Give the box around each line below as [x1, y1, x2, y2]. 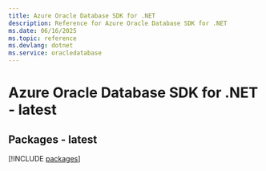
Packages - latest [8, 132, 98, 146]
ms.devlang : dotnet [8, 42, 74, 50]
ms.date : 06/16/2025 [8, 26, 78, 35]
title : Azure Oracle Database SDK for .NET [8, 11, 156, 20]
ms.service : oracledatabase [8, 49, 103, 57]
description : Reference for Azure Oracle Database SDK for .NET [8, 19, 228, 27]
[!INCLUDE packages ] [8, 154, 81, 163]
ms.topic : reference [8, 34, 78, 43]
